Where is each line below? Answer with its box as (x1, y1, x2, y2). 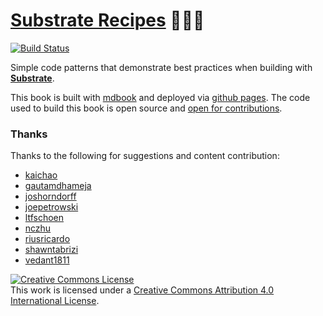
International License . (10, 295, 100, 307)
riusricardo (24, 233, 71, 245)
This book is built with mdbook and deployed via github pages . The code (10, 91, 311, 103)
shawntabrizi (24, 244, 79, 256)
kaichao (24, 169, 58, 181)
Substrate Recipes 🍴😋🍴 (10, 9, 205, 32)
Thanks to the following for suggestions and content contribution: (10, 150, 280, 162)
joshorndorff (24, 190, 77, 203)
